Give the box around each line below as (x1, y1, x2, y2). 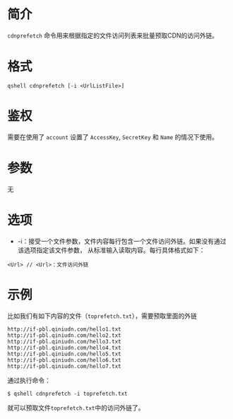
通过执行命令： (7, 376, 51, 384)
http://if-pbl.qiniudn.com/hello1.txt (7, 326, 121, 333)
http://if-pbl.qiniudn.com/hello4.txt (7, 344, 121, 351)
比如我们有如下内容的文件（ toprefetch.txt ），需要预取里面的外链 (7, 312, 198, 320)
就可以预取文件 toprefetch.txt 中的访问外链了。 (7, 403, 145, 412)
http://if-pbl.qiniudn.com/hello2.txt (7, 331, 121, 339)
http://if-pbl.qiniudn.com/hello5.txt (7, 350, 121, 358)
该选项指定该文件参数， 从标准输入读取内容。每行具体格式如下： (17, 245, 205, 254)
